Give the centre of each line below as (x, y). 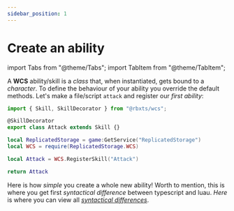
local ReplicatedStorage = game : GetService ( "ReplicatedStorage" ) (104, 140)
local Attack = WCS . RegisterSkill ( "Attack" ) (73, 159)
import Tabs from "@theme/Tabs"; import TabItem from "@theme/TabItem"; (116, 68)
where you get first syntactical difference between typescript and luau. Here (117, 192)
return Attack (28, 171)
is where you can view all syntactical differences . (78, 200)
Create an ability (56, 48)
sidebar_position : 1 (37, 14)
